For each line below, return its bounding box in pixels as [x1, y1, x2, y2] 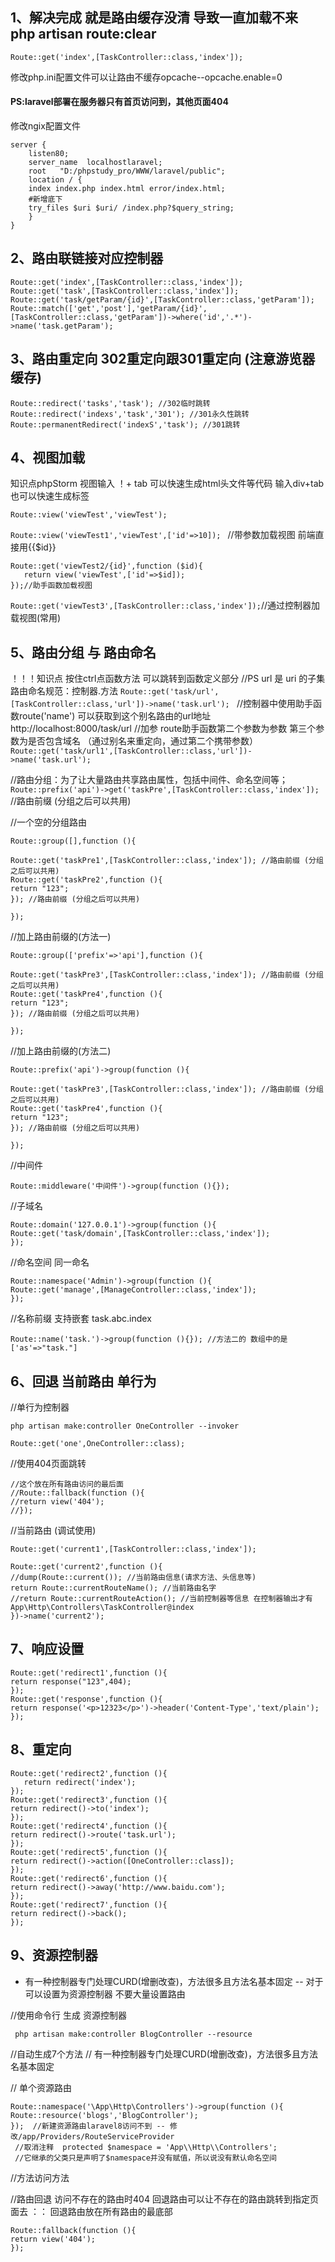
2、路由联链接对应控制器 [10, 250, 164, 267]
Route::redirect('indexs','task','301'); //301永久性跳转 [10, 409, 250, 419]
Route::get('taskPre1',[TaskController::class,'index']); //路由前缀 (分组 [10, 856, 324, 866]
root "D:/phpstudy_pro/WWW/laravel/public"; [28, 166, 226, 177]
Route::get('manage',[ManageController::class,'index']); [10, 1285, 257, 1295]
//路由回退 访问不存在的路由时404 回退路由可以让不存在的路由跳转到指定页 [10, 2193, 319, 2205]
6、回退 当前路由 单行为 [10, 1373, 157, 1390]
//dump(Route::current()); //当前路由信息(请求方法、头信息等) [10, 1573, 257, 1583]
